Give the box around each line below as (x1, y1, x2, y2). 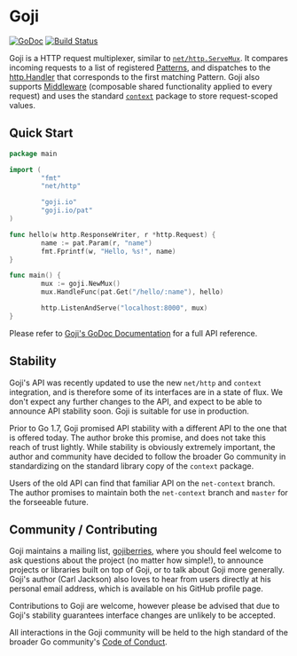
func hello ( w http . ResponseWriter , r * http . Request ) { (9, 230, 216, 239)
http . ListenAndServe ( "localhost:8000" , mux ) (41, 304, 208, 312)
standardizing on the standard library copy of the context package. (9, 460, 254, 471)
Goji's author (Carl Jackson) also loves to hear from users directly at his (9, 574, 272, 585)
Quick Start (9, 126, 74, 141)
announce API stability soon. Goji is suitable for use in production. (9, 406, 250, 416)
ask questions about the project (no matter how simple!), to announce (9, 555, 264, 565)
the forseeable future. (9, 496, 89, 507)
